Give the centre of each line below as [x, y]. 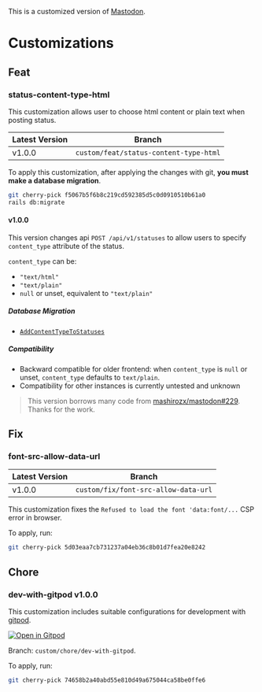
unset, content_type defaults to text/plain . [89, 377]
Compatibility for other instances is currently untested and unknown [130, 386]
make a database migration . [54, 180]
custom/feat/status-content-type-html [148, 152]
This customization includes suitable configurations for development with [127, 612]
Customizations [61, 43]
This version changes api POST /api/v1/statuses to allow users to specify [127, 237]
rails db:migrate [37, 202]
